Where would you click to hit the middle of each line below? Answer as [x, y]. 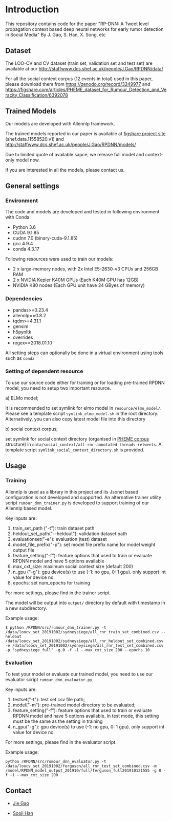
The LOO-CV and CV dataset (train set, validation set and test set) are [79, 63]
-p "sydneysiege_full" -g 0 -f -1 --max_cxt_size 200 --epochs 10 [78, 650]
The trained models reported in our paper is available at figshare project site [85, 133]
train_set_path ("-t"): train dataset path [53, 528]
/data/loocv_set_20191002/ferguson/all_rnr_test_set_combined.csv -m [81, 766]
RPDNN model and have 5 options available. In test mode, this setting [86, 716]
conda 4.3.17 [26, 249]
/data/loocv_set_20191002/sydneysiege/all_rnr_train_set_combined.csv [82, 632]
